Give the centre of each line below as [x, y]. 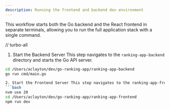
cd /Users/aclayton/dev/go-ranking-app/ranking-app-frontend [71, 97]
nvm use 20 [17, 92]
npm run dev [18, 101]
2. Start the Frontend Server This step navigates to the [68, 83]
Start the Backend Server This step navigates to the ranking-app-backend [89, 54]
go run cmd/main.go [26, 74]
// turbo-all [16, 45]
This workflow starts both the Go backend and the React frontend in [76, 24]
